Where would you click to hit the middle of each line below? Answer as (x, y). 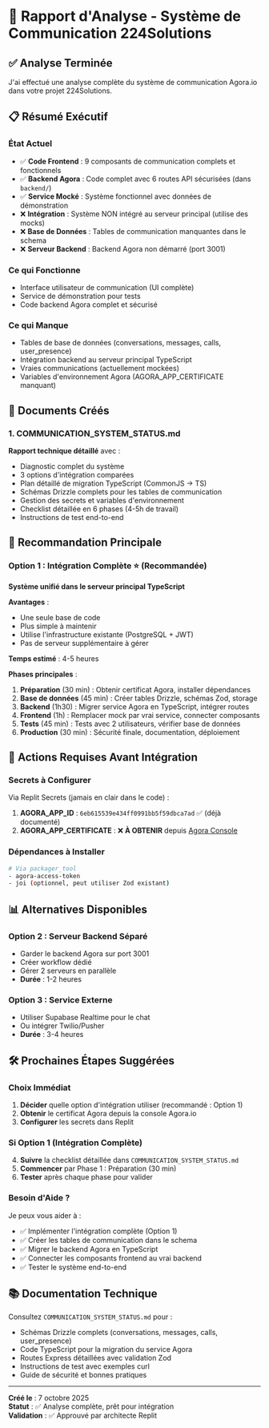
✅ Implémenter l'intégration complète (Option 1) (98, 1231)
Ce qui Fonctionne (45, 270)
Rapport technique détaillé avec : (64, 450)
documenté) (40, 822)
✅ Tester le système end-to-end (73, 1267)
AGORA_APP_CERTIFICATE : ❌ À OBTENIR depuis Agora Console (128, 831)
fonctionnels (40, 170)
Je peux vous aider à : (45, 1215)
